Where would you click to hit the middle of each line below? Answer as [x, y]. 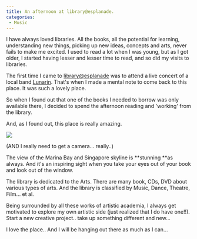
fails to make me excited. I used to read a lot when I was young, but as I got [97, 52]
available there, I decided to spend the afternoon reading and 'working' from [98, 106]
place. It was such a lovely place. [46, 89]
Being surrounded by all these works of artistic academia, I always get [91, 206]
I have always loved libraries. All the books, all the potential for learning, [93, 40]
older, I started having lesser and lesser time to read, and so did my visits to [98, 58]
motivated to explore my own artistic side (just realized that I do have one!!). [98, 212]
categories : [21, 17]
